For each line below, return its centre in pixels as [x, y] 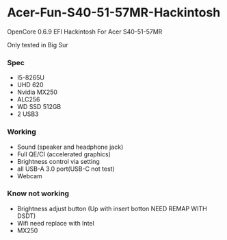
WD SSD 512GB [39, 107]
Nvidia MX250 [37, 92]
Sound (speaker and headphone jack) [70, 147]
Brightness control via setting [58, 161]
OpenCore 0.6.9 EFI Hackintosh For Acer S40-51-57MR [85, 32]
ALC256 [28, 99]
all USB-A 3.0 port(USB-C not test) [66, 169]
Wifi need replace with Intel [55, 223]
